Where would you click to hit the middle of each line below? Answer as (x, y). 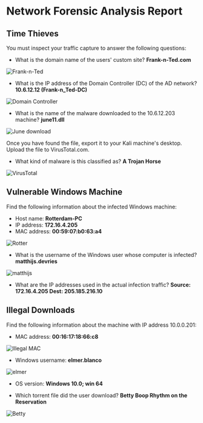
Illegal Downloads (41, 310)
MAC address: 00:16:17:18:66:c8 (57, 336)
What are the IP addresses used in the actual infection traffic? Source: (103, 285)
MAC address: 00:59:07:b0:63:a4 (58, 231)
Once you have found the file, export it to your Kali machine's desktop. (94, 143)
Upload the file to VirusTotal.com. (48, 149)
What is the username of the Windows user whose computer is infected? (106, 255)
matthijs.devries (36, 261)
